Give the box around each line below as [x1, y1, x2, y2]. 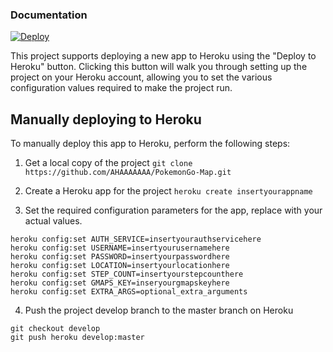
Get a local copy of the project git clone [24, 157, 193, 169]
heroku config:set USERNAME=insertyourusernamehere [10, 243, 230, 253]
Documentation [10, 8, 88, 22]
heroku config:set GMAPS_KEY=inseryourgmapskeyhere [10, 278, 230, 288]
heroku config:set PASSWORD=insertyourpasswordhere [10, 252, 230, 262]
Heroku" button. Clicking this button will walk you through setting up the [10, 61, 308, 73]
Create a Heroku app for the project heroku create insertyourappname [24, 185, 313, 197]
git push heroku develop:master [10, 333, 145, 343]
